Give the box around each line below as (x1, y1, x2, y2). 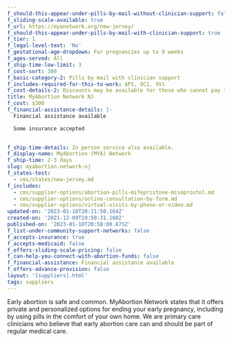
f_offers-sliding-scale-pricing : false (7, 246, 122, 254)
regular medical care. (7, 327, 68, 335)
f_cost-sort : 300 (7, 68, 57, 74)
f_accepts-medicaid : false (7, 240, 85, 247)
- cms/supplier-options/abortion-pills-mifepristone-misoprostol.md (13, 189, 215, 196)
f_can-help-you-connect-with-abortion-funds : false (7, 253, 159, 260)
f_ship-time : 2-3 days (7, 157, 72, 164)
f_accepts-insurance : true (7, 234, 85, 241)
